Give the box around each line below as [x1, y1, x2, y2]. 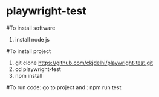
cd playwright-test [15, 65, 62, 73]
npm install [15, 72, 43, 79]
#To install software [6, 24, 56, 31]
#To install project [6, 47, 51, 55]
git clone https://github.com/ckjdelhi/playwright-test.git [15, 59, 153, 66]
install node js [15, 36, 50, 43]
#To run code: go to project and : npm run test [6, 83, 122, 91]
